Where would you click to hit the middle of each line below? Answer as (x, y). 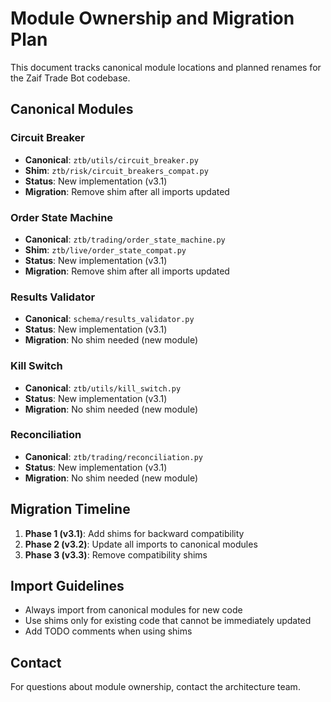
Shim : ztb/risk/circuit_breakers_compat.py (116, 170)
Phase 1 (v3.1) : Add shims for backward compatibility (134, 533)
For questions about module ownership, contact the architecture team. (155, 687)
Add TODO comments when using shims (108, 631)
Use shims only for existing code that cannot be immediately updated (168, 621)
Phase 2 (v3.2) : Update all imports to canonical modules (141, 544)
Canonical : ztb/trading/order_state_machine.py (125, 239)
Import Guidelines (67, 586)
